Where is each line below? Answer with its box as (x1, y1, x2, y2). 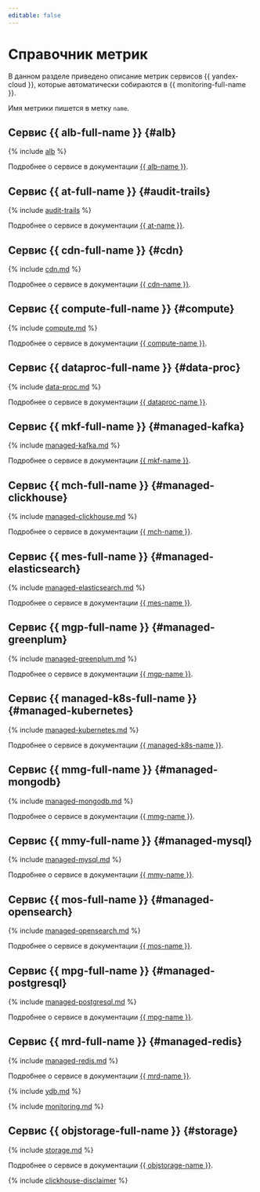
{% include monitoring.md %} (8, 1101, 104, 1111)
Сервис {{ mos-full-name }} (8, 893, 149, 906)
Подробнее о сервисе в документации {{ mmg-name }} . (8, 811, 195, 821)
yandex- (211, 71, 239, 81)
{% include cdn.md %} (8, 265, 82, 273)
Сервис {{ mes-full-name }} (8, 550, 149, 563)
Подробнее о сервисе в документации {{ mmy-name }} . (8, 870, 194, 879)
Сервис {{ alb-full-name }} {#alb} (8, 126, 177, 139)
